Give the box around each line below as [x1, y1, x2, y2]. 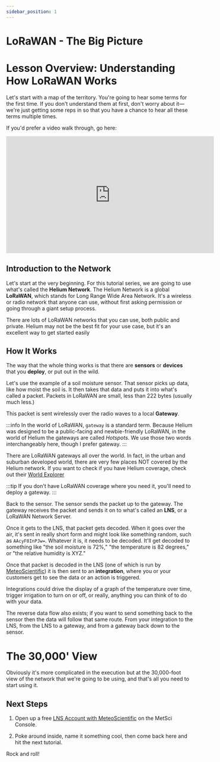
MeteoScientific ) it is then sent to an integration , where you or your [6, 568, 171, 575]
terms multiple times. [6, 112, 58, 119]
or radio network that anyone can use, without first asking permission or [6, 298, 183, 306]
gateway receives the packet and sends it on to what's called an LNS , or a [6, 506, 187, 514]
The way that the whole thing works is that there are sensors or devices [6, 362, 183, 369]
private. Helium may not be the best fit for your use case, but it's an [6, 322, 171, 330]
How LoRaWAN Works [6, 74, 117, 87]
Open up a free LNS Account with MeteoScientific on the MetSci [14, 714, 173, 722]
